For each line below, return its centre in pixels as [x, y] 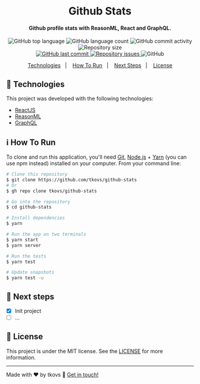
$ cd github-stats [29, 207]
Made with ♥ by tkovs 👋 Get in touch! [52, 374]
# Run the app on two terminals [46, 234]
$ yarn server [24, 245]
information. [21, 357]
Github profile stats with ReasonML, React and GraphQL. [100, 28]
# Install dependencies [36, 218]
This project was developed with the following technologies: [80, 98]
